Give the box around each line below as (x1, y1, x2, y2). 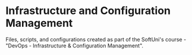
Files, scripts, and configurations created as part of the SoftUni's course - (5, 36, 187, 43)
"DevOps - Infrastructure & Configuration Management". (5, 42, 144, 49)
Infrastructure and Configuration (5, 4, 171, 18)
